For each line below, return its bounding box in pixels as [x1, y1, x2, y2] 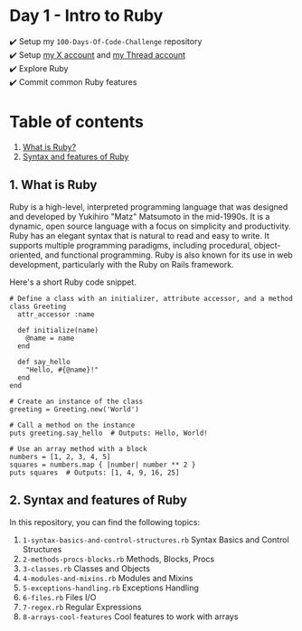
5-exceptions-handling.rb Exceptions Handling [22, 582, 199, 593]
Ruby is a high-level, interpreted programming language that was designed [9, 201, 288, 212]
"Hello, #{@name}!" [25, 365, 99, 374]
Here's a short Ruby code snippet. [9, 277, 137, 287]
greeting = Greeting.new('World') [9, 404, 140, 414]
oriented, [9, 250, 43, 260]
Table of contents [9, 112, 145, 132]
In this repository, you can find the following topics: [9, 516, 201, 527]
